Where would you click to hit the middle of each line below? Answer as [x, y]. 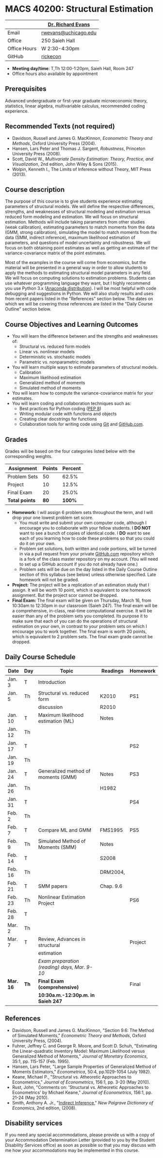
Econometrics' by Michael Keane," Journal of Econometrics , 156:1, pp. [82, 1092]
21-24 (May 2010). [30, 1098]
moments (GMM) [57, 777]
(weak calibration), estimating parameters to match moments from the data [80, 227]
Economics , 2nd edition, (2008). [44, 1108]
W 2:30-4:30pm [60, 48]
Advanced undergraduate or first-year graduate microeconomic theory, [76, 100]
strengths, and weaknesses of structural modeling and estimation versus [78, 212]
